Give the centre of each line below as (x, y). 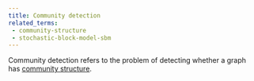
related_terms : (33, 23)
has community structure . (50, 69)
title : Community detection (55, 15)
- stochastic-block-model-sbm (61, 38)
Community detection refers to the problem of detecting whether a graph (127, 60)
